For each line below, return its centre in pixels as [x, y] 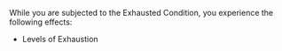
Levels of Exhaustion [60, 39]
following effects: [41, 22]
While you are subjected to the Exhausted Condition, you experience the [141, 13]
